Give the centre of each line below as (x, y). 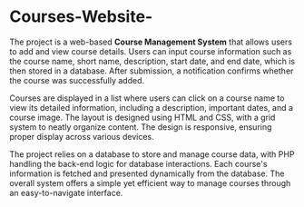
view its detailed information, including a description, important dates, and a (151, 107)
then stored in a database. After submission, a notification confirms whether (152, 71)
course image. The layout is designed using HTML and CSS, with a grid (142, 117)
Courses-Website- (81, 17)
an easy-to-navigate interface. (66, 192)
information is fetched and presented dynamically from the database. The (147, 173)
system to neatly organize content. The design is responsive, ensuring (141, 127)
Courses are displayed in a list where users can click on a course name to (147, 98)
